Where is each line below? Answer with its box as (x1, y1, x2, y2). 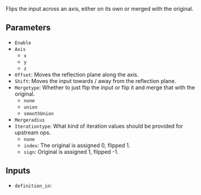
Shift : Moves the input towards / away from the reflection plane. (14, 77, 177, 84)
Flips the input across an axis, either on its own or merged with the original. (5, 5, 194, 12)
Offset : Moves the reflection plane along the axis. (14, 71, 139, 78)
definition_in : (14, 182, 52, 189)
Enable (14, 39, 32, 46)
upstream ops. (14, 128, 51, 136)
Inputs (5, 166, 31, 176)
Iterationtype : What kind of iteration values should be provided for (14, 122, 183, 130)
